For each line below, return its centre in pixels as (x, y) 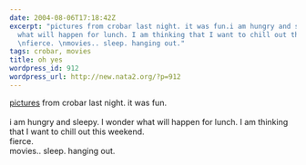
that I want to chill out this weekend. (77, 131)
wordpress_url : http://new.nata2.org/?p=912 (95, 77)
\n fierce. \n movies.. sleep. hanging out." (101, 43)
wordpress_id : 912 (44, 69)
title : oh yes (36, 60)
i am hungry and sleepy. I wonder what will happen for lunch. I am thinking (149, 121)
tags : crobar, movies (51, 52)
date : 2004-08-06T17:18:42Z (63, 18)
